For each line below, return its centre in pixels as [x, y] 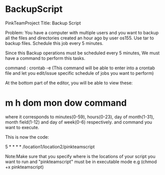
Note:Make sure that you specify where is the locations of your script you [80, 156]
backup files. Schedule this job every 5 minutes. [54, 43]
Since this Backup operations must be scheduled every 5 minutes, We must [82, 53]
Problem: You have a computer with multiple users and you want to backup [82, 32]
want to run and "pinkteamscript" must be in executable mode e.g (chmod [81, 162]
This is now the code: [27, 137]
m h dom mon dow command [66, 103]
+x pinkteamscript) [24, 167]
